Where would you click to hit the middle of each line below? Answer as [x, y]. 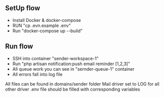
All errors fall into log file [38, 74]
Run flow [19, 47]
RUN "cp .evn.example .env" [41, 25]
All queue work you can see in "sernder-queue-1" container [73, 69]
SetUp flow [23, 8]
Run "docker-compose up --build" [47, 31]
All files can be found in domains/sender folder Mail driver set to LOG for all [82, 84]
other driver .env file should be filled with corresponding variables [73, 89]
